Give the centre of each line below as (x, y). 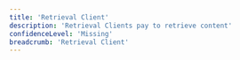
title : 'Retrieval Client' (59, 17)
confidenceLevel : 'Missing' (61, 34)
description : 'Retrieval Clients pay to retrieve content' (121, 26)
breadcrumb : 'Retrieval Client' (69, 42)
